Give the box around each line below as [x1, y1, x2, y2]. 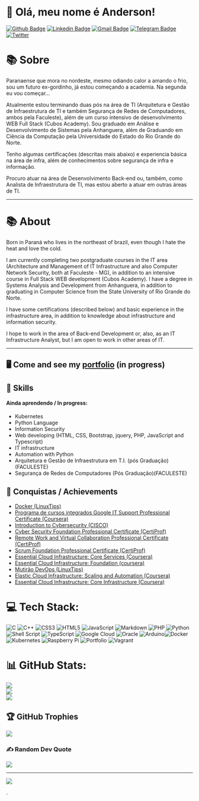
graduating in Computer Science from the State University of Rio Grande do [6, 288, 191, 295]
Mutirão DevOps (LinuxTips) [14, 566, 84, 573]
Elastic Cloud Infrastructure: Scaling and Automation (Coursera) [14, 572, 171, 579]
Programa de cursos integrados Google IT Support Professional [14, 509, 170, 516]
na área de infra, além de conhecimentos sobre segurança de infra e [6, 157, 174, 164]
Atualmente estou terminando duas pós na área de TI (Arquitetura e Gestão [6, 101, 190, 108]
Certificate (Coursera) [14, 515, 69, 522]
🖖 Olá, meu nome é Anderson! [6, 5, 156, 19]
